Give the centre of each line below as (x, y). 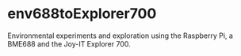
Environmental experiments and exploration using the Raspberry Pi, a (120, 35)
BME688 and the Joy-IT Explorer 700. (69, 43)
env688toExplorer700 (82, 14)
